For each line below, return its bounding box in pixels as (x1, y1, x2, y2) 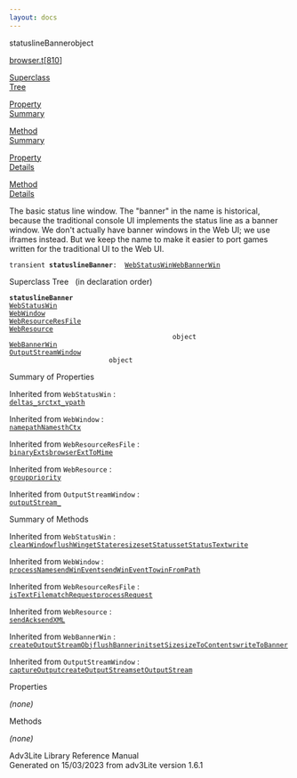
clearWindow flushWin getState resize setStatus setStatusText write (9, 540, 249, 549)
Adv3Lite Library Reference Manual (9, 750, 140, 761)
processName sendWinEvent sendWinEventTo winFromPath (9, 565, 201, 574)
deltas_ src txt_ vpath (9, 398, 86, 407)
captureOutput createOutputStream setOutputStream (9, 665, 193, 675)
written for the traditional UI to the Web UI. (9, 243, 165, 254)
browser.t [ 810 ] (9, 54, 63, 65)
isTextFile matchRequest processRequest (9, 590, 153, 599)
